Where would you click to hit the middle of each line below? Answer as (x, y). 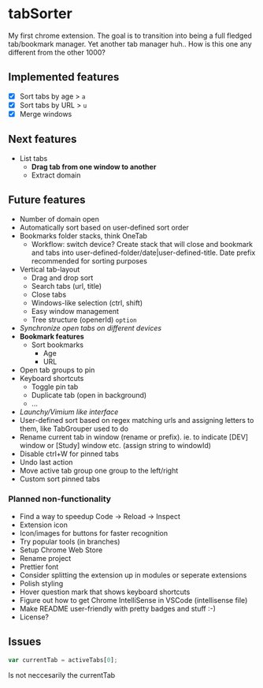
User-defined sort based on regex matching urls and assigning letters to (137, 420)
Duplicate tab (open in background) (89, 394)
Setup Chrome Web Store (61, 550)
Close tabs (49, 294)
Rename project (45, 558)
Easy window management (75, 311)
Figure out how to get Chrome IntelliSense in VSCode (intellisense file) (133, 600)
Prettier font (39, 566)
